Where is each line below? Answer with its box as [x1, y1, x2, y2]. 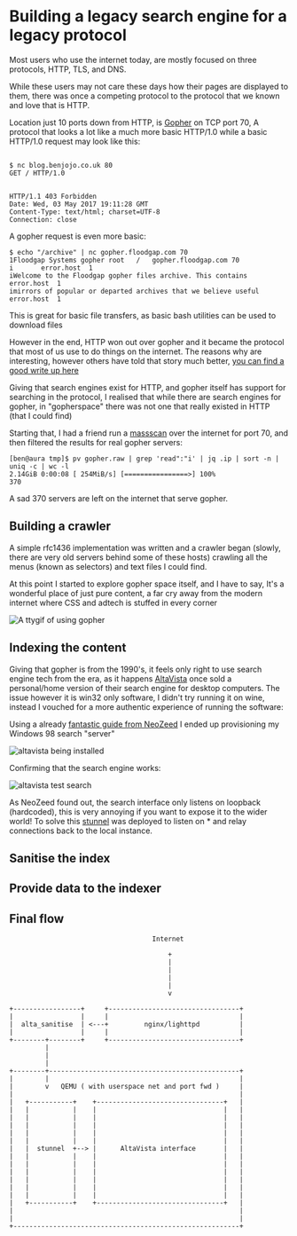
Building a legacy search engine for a [9, 6, 287, 27]
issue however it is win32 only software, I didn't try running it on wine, [9, 692, 265, 703]
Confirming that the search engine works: [9, 762, 161, 773]
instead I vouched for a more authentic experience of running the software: [9, 701, 284, 712]
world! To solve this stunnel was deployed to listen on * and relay [9, 815, 246, 826]
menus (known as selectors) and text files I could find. [9, 561, 207, 571]
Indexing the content [9, 641, 127, 656]
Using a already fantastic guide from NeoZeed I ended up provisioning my [9, 719, 279, 729]
